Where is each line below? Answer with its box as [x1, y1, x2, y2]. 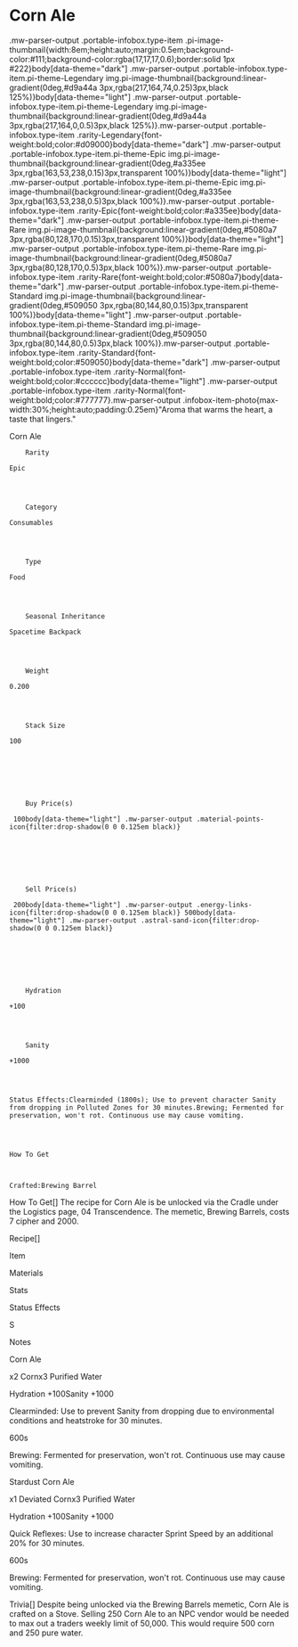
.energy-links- [196, 900, 253, 909]
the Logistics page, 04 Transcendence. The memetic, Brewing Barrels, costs [9, 1206, 290, 1217]
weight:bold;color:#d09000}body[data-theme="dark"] [9, 139, 209, 150]
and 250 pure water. [9, 1627, 84, 1638]
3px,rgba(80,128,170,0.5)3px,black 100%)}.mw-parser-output [9, 262, 234, 273]
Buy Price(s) [25, 799, 74, 807]
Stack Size [25, 721, 66, 730]
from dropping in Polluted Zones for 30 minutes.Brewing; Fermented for [9, 1102, 285, 1112]
